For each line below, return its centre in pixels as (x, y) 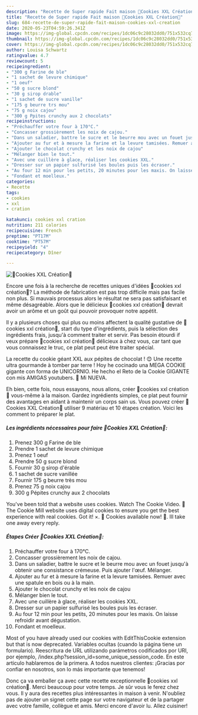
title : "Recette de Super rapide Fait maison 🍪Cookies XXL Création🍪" (95, 17)
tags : (13, 192)
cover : (14, 45)
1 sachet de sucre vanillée (46, 474)
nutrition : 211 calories (37, 225)
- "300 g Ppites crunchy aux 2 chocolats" (59, 116)
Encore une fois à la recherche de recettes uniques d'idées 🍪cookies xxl (94, 286)
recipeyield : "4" (27, 247)
